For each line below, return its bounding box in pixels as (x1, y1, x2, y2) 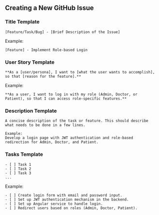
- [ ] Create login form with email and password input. (5, 193, 123, 197)
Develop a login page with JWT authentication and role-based (5, 136, 133, 141)
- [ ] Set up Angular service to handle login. (5, 201, 103, 206)
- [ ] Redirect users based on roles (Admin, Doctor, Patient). (5, 205, 138, 211)
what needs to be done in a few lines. (5, 123, 86, 128)
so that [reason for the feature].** (5, 74, 81, 79)
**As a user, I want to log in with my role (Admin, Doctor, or (5, 92, 138, 97)
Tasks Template (5, 151, 44, 158)
